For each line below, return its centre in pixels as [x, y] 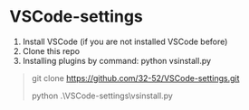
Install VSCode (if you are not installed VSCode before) [125, 41]
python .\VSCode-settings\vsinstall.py [102, 96]
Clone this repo [51, 50]
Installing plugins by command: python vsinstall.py [116, 60]
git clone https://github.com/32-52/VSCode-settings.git [135, 78]
